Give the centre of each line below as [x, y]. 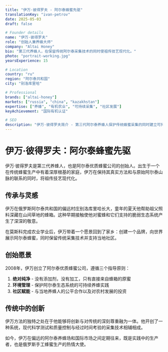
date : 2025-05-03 [23, 19]
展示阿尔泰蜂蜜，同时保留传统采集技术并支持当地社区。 [62, 238]
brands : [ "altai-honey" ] [31, 97]
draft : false [19, 24]
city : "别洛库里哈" [23, 84]
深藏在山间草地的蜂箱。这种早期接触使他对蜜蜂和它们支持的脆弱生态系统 [84, 215]
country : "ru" [20, 74]
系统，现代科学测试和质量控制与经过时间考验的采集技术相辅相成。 [77, 328]
